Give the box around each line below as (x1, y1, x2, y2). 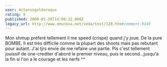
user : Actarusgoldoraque (5, 7, 57, 12)
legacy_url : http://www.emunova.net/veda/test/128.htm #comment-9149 (5, 21, 151, 26)
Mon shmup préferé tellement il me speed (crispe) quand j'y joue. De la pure (5, 35, 162, 41)
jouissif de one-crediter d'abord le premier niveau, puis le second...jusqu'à (5, 51, 159, 57)
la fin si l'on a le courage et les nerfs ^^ (5, 56, 85, 62)
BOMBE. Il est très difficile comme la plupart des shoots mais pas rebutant (5, 40, 158, 46)
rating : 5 (5, 12, 26, 17)
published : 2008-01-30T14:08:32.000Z (5, 16, 84, 21)
